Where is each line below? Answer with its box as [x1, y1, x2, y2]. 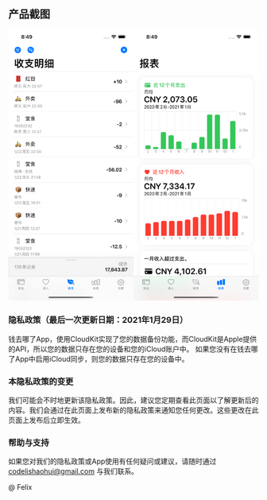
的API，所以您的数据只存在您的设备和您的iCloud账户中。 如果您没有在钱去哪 [8, 344, 258, 354]
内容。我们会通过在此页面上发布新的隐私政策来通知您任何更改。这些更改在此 [8, 405, 259, 415]
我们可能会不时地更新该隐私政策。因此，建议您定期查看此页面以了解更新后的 [8, 395, 259, 405]
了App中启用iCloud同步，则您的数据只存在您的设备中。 [8, 354, 189, 363]
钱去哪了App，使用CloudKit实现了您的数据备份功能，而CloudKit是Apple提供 [8, 334, 257, 343]
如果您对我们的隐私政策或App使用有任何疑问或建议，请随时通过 [8, 456, 217, 467]
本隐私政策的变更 [8, 376, 74, 387]
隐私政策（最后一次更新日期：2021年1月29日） [8, 315, 188, 326]
